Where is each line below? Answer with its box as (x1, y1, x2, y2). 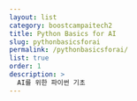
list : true (9, 54, 49, 62)
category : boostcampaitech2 (9, 21, 113, 30)
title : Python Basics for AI (9, 29, 117, 38)
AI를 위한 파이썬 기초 (17, 78, 86, 87)
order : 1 (9, 62, 42, 71)
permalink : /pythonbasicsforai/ (9, 46, 128, 54)
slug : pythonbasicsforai (9, 37, 101, 47)
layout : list (9, 12, 57, 22)
